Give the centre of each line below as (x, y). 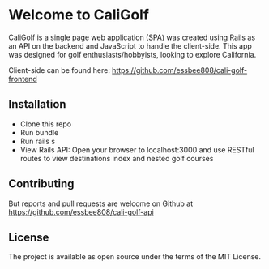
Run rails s (37, 141)
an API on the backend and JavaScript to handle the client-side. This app (130, 45)
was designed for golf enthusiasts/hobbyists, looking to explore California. (132, 54)
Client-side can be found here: (60, 70)
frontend (23, 79)
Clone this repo (45, 124)
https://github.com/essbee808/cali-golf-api (81, 211)
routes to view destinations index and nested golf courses (117, 158)
